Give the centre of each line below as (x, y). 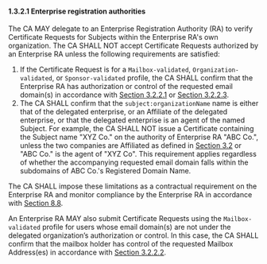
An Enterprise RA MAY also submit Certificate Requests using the (115, 219)
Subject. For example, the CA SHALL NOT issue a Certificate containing (137, 129)
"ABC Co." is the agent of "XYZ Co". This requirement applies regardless (138, 154)
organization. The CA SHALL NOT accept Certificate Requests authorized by (133, 46)
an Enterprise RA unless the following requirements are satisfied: (114, 54)
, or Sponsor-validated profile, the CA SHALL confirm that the (153, 78)
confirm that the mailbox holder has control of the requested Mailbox (121, 244)
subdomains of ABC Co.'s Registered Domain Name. (105, 171)
